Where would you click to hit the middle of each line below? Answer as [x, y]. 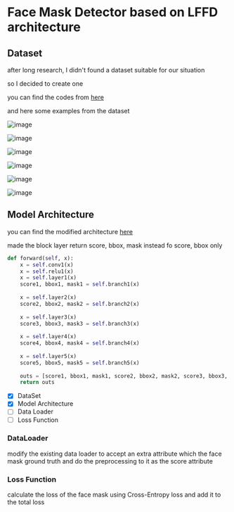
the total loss [26, 502]
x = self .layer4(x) [48, 337]
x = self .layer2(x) [48, 297]
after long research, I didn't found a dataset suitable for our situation [106, 70]
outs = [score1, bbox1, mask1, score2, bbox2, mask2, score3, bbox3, [124, 376]
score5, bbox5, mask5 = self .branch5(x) [80, 363]
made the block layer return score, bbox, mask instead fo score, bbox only [115, 245]
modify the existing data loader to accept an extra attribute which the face [115, 454]
